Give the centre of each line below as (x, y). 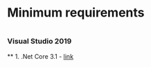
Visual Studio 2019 (39, 41)
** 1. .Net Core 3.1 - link (41, 56)
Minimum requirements (76, 13)
